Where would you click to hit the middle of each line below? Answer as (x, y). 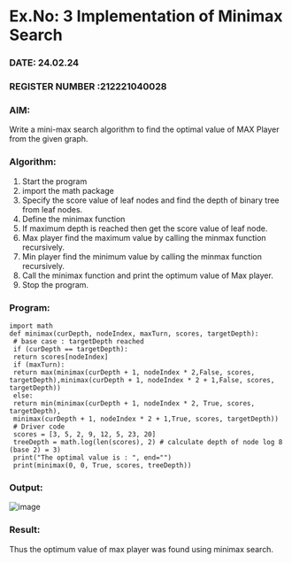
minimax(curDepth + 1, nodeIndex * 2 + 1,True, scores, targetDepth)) (146, 419)
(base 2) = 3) (35, 450)
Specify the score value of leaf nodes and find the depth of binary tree (151, 200)
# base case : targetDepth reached (78, 341)
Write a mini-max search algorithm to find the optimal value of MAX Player (145, 129)
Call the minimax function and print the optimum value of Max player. (148, 275)
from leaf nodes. (52, 209)
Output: (26, 487)
